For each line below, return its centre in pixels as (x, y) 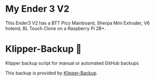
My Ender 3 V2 (37, 9)
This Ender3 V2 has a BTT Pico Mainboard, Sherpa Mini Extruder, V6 (77, 23)
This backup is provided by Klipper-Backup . (52, 73)
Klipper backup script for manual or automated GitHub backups (72, 63)
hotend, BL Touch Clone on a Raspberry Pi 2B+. (56, 28)
